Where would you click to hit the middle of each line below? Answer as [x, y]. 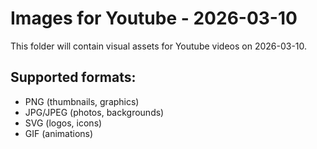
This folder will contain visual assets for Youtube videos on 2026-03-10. [159, 46]
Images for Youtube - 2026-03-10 [154, 18]
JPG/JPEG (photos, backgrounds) [94, 112]
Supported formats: [73, 77]
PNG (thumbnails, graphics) [82, 101]
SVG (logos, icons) [63, 123]
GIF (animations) [59, 133]
